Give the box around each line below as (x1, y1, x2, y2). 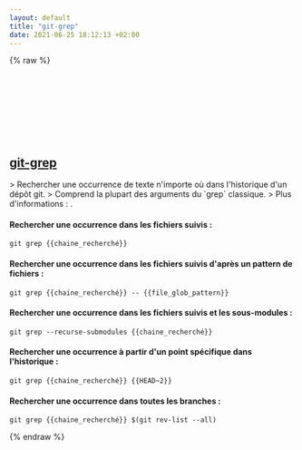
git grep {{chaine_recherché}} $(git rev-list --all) (9, 416, 218, 425)
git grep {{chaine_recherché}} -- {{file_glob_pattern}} (9, 288, 229, 298)
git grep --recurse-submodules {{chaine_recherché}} (9, 328, 213, 337)
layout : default (9, 13, 71, 23)
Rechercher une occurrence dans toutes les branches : (9, 396, 221, 406)
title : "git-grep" (9, 22, 79, 31)
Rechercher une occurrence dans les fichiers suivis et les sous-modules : (9, 308, 293, 318)
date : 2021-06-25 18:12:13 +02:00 (9, 30, 141, 39)
